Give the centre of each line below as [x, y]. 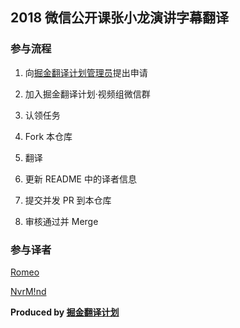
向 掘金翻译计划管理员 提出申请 [86, 72]
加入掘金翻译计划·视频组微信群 [87, 94]
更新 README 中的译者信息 [80, 179]
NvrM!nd [28, 291]
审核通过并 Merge [61, 221]
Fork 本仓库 [48, 136]
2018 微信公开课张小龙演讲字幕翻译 [120, 18]
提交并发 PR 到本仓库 [68, 200]
